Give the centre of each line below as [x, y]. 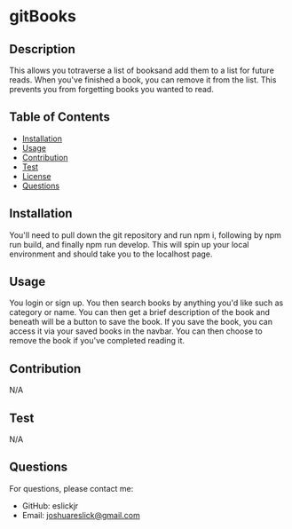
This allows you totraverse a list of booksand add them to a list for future [142, 70]
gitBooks [43, 16]
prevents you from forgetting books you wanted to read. [112, 89]
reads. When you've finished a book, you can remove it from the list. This [143, 80]
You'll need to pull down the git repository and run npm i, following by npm [146, 235]
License [36, 176]
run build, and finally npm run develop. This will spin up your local [129, 244]
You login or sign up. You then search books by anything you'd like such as [146, 303]
